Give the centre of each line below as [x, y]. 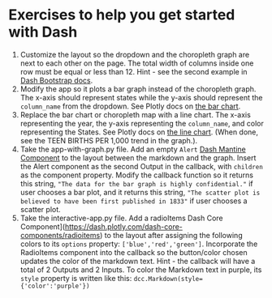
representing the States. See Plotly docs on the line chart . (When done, [139, 132]
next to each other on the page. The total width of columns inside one [137, 63]
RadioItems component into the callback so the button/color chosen [134, 252]
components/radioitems [60, 235]
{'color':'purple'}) [55, 286]
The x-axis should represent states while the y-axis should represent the [141, 97]
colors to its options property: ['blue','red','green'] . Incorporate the [139, 244]
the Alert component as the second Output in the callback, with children [142, 166]
